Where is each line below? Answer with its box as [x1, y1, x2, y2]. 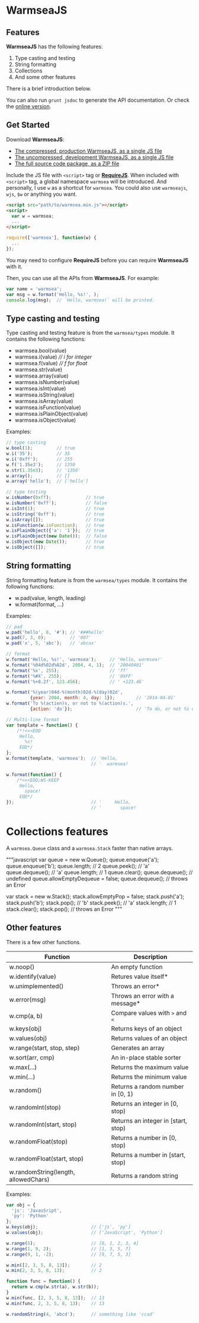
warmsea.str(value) [14, 366, 63, 373]
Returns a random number [111, 1082, 184, 1091]
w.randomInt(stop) [9, 1103, 61, 1111]
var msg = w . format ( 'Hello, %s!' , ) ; [6, 291, 99, 297]
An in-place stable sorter [111, 1053, 182, 1061]
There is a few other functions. [6, 938, 81, 945]
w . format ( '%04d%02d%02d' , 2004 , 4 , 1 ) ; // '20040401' [6, 662, 145, 668]
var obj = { [6, 1202, 36, 1208]
